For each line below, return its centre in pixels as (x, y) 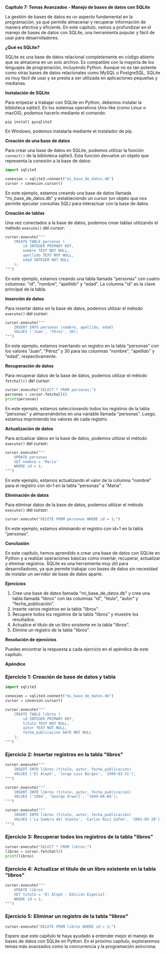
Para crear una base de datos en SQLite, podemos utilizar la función (75, 150)
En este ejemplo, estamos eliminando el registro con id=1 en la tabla (74, 528)
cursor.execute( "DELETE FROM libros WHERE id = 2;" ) (61, 927)
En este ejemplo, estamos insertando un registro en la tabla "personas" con (82, 346)
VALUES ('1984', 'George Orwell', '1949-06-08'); (66, 797)
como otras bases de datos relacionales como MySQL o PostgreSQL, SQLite (83, 73)
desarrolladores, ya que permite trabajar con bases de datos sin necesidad (82, 569)
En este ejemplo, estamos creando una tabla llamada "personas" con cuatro (83, 279)
